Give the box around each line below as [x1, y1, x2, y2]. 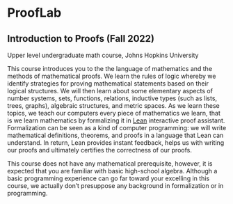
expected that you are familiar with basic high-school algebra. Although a [7, 167, 218, 175]
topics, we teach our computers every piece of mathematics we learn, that [7, 109, 220, 117]
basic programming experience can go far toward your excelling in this [7, 174, 210, 182]
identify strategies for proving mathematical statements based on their [7, 79, 209, 88]
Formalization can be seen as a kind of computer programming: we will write [7, 124, 227, 132]
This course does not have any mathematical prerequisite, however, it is [7, 159, 213, 168]
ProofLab [7, 5, 62, 21]
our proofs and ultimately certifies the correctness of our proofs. [7, 146, 193, 154]
